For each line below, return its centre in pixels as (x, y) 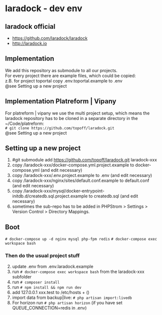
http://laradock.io (30, 43)
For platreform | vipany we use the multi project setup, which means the (77, 113)
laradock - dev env (44, 9)
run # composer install (36, 282)
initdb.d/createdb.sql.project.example (50, 196)
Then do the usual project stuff (42, 256)
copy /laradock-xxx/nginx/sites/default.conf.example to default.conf (81, 180)
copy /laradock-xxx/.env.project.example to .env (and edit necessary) (82, 176)
